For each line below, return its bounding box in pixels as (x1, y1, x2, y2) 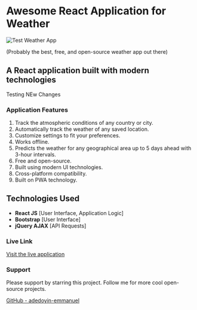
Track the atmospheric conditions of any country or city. (14, 119, 153, 127)
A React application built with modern (6, 66, 149, 76)
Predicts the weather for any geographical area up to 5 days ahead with (14, 145, 192, 152)
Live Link (6, 237, 33, 245)
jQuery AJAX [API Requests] (14, 222, 87, 229)
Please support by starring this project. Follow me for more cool (6, 279, 163, 286)
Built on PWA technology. (14, 176, 78, 183)
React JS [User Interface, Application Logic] (14, 209, 124, 216)
